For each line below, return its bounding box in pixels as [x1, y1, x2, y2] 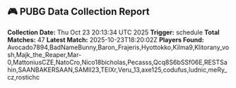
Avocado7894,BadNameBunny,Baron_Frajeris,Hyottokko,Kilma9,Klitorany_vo [7, 43, 230, 51]
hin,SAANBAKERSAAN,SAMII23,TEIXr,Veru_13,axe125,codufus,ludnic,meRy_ [7, 65, 228, 74]
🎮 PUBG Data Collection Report [7, 6, 150, 18]
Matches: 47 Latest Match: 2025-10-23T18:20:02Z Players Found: [7, 35, 204, 44]
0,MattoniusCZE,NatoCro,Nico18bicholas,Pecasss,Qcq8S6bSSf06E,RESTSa [7, 58, 228, 66]
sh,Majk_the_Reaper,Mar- [7, 50, 82, 58]
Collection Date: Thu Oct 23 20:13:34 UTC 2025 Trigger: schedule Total [7, 27, 220, 37]
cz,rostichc [7, 73, 40, 81]
